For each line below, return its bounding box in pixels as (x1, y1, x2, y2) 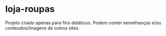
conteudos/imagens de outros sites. (5, 25, 80, 31)
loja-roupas (5, 3, 55, 15)
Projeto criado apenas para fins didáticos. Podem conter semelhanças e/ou (5, 20, 161, 26)
